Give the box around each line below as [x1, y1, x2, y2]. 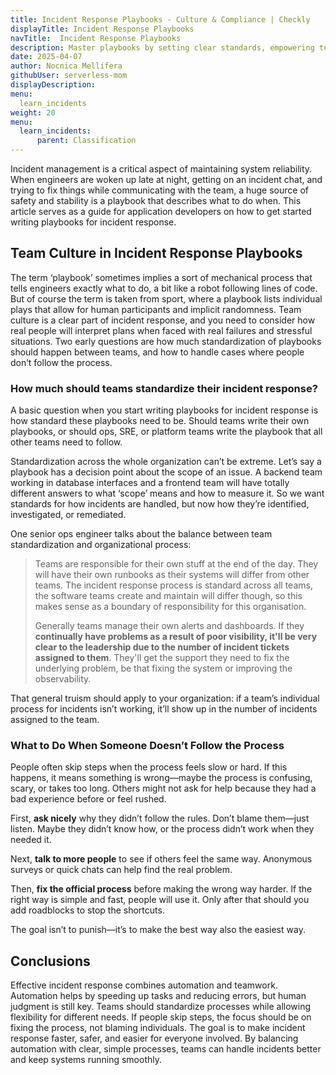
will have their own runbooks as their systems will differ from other [34, 569, 310, 581]
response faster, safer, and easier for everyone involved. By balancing [10, 1032, 299, 1045]
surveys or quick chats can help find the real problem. [10, 864, 233, 876]
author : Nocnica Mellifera [10, 61, 123, 71]
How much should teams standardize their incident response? [10, 381, 318, 395]
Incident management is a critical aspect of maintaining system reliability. [10, 163, 313, 175]
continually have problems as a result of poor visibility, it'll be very [34, 631, 318, 643]
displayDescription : [10, 80, 97, 90]
